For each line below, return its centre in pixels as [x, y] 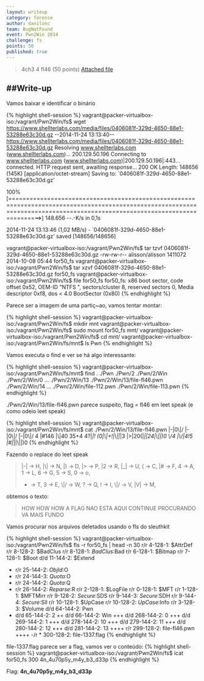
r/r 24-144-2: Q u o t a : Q [43, 583]
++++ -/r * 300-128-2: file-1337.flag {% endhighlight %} [86, 635]
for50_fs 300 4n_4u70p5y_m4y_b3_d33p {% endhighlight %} [83, 659]
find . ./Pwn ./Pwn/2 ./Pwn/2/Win [126, 373]
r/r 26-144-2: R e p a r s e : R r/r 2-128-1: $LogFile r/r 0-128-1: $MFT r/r [98, 589]
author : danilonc [28, 23]
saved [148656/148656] [86, 236]
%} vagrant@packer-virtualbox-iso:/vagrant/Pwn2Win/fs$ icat [105, 653]
